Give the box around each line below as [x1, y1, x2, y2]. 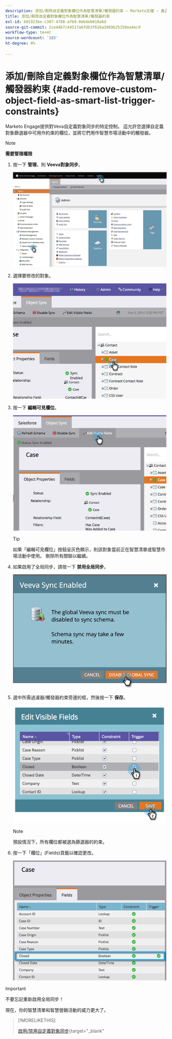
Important [5, 986, 26, 992]
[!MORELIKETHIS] [17, 1017, 56, 1024]
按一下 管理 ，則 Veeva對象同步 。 [12, 161, 83, 167]
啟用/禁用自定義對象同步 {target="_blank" [17, 1028, 104, 1034]
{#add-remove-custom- [52, 83, 157, 95]
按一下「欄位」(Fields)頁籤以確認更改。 [12, 850, 96, 856]
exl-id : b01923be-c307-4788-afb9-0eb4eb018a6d [5, 19, 106, 24]
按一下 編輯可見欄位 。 [12, 404, 59, 410]
